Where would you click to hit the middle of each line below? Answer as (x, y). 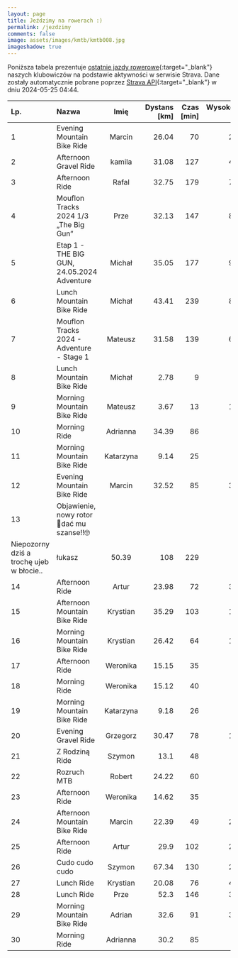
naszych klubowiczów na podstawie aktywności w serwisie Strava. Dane (113, 75)
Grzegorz (121, 736)
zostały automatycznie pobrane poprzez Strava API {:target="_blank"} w (112, 82)
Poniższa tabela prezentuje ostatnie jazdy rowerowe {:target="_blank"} (110, 67)
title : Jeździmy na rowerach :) (55, 21)
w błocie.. (27, 571)
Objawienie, (76, 506)
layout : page (27, 14)
